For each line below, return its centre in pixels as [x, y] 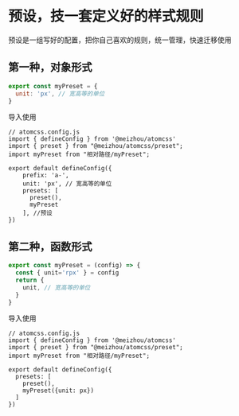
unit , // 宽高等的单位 [57, 287]
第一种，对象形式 [50, 67]
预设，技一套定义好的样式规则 [106, 16]
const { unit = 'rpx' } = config [67, 273]
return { [30, 280]
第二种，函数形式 [50, 246]
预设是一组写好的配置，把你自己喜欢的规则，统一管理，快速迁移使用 [120, 40]
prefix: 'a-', [46, 176]
